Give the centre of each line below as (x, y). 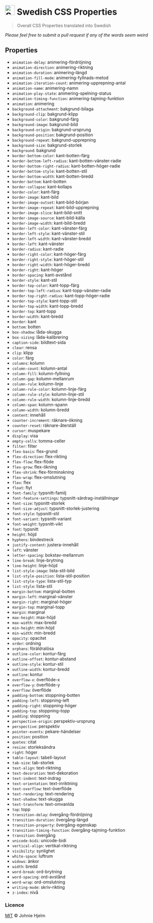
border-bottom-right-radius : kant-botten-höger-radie (66, 166)
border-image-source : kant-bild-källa (48, 218)
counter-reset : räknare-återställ (44, 425)
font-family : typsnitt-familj (39, 493)
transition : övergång (34, 835)
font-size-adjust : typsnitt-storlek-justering (56, 508)
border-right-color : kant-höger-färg (49, 254)
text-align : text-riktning (36, 768)
